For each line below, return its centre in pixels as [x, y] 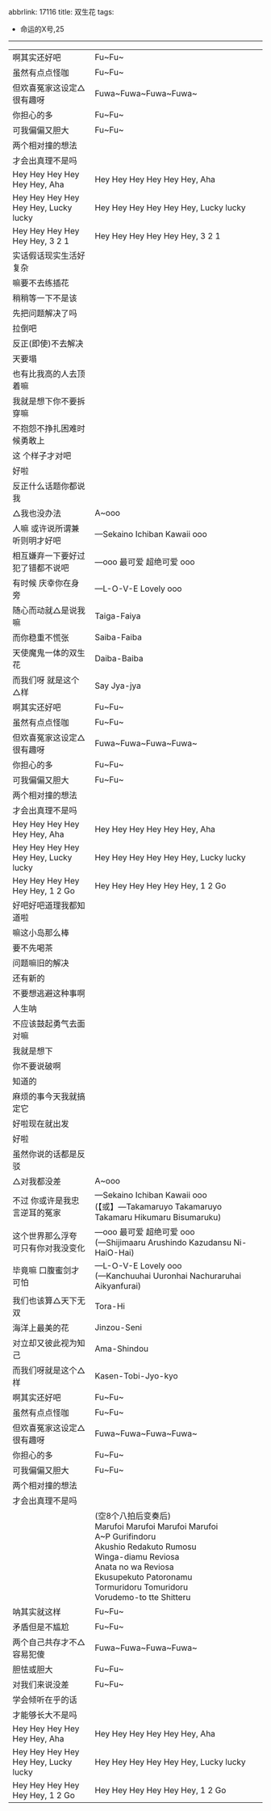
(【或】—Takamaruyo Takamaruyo [158, 1207]
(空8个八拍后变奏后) [133, 1516]
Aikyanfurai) [118, 1286]
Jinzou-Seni [119, 1327]
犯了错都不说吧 [41, 568]
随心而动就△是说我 [49, 610]
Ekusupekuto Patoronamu [144, 1577]
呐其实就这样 [37, 1612]
